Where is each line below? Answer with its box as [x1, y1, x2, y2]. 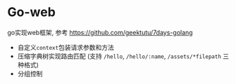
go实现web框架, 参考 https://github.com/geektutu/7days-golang [7, 28, 193, 36]
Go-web [7, 4, 56, 20]
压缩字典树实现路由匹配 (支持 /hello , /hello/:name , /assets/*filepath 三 [17, 52, 230, 60]
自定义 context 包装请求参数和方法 [17, 43, 114, 51]
